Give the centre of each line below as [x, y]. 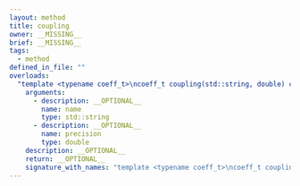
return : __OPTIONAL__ [65, 159]
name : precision [71, 134]
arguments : [46, 92]
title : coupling [39, 26]
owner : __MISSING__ [46, 34]
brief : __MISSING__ [46, 42]
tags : [19, 51]
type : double [66, 142]
